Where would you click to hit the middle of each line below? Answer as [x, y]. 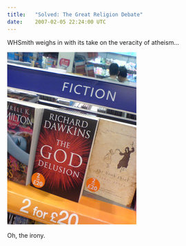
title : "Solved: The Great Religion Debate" [75, 14]
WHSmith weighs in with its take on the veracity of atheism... [93, 42]
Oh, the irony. [27, 235]
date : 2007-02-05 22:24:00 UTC [57, 22]
